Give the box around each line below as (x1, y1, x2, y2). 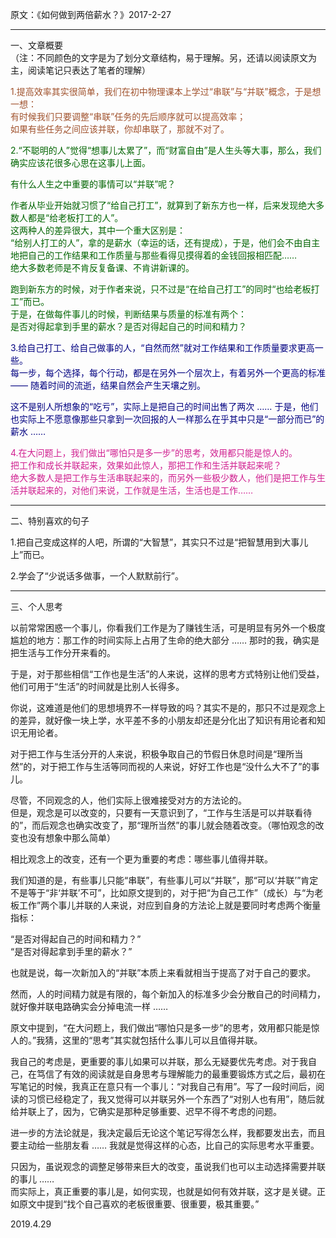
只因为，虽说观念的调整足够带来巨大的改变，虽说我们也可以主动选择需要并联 (10, 1161, 326, 1172)
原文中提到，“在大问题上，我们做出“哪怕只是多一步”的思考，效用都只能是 (10, 1022, 312, 1033)
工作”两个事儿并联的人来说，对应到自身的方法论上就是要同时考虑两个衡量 (18, 899, 322, 911)
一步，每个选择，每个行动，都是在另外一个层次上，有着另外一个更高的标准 (18, 367, 326, 378)
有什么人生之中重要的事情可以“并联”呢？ (10, 178, 177, 190)
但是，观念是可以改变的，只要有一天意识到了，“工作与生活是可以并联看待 (10, 807, 313, 818)
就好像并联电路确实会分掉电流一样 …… (10, 1001, 169, 1012)
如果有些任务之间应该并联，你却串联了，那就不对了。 (10, 123, 230, 135)
